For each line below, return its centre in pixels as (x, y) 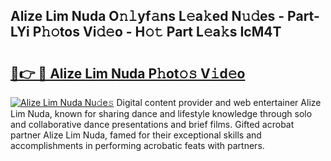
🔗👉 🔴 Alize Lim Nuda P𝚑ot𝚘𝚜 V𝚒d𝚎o (128, 73)
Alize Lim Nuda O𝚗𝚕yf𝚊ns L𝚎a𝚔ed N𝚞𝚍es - (147, 16)
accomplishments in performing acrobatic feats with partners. (137, 145)
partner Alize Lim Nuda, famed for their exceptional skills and (136, 135)
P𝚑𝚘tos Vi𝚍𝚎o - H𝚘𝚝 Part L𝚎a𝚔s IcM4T (157, 32)
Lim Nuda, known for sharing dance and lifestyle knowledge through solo (161, 113)
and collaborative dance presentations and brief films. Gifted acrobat (152, 124)
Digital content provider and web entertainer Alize (219, 102)
